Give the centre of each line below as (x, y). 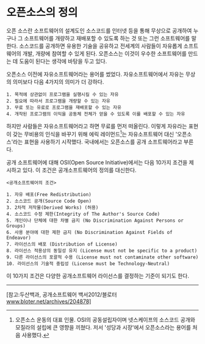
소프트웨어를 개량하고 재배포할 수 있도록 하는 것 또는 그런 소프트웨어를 (107, 38)
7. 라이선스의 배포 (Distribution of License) (62, 244)
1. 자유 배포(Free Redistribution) (49, 194)
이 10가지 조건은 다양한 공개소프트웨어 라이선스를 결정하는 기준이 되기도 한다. (98, 276)
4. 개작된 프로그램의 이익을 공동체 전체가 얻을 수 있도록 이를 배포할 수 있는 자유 (96, 114)
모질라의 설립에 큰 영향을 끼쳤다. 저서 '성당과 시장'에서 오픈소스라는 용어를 (103, 327)
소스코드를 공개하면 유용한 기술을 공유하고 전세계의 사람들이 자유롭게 (101, 46)
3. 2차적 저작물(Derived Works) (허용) (52, 207)
